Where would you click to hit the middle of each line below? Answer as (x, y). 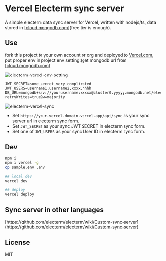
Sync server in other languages (54, 210)
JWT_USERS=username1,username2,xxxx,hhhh (48, 88)
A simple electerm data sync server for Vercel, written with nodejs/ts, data (81, 22)
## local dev (19, 176)
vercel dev (16, 181)
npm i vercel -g (22, 163)
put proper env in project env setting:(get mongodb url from (66, 60)
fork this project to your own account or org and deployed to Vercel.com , (79, 55)
